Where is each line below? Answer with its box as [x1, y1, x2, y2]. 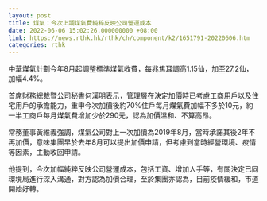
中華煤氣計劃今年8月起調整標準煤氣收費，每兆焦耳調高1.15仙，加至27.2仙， [8, 64, 253, 74]
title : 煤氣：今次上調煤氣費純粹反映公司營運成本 [8, 19, 152, 27]
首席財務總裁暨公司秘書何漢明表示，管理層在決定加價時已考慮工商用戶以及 [8, 91, 252, 100]
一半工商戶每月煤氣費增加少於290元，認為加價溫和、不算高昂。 [8, 110, 217, 120]
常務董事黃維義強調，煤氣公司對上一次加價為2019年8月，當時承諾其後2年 [8, 128, 249, 137]
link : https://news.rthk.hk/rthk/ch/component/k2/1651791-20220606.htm [8, 33, 250, 42]
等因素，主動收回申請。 [8, 148, 85, 157]
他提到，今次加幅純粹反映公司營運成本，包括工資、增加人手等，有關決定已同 [8, 164, 259, 174]
